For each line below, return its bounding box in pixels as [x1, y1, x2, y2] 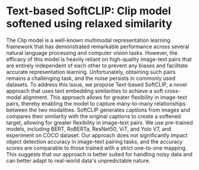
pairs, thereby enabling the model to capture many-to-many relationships [6, 100, 186, 107]
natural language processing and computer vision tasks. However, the [6, 49, 178, 56]
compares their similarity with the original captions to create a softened [6, 112, 181, 120]
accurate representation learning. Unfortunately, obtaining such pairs [6, 68, 176, 75]
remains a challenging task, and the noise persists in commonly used [6, 75, 176, 82]
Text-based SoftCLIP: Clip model [6, 4, 172, 18]
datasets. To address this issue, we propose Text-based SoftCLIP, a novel [6, 81, 187, 88]
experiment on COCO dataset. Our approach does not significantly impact [6, 131, 188, 138]
